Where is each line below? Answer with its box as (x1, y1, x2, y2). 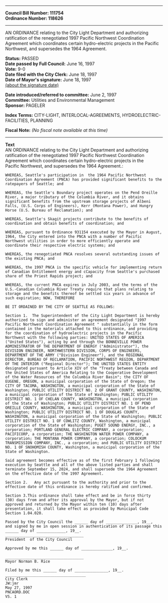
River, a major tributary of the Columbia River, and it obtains (5, 195, 144, 200)
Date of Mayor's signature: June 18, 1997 (5, 77, 91, 83)
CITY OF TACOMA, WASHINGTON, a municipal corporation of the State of (5, 383, 155, 388)
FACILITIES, (5, 117, 29, 123)
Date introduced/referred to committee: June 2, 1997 (5, 92, 116, 98)
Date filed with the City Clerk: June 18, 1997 (5, 71, 97, 77)
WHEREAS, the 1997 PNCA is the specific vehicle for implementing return (5, 265, 162, 270)
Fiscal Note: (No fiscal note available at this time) (5, 127, 108, 133)
